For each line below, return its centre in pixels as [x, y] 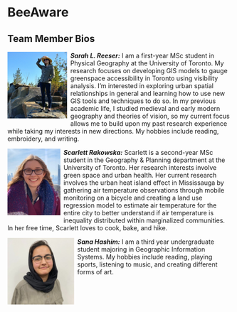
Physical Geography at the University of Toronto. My [147, 63]
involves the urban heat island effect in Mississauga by [143, 183]
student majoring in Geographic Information [141, 249]
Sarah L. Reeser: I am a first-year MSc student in [142, 55]
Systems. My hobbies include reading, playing [145, 257]
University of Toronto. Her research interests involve [140, 167]
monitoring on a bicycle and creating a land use [133, 198]
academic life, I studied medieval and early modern [145, 108]
